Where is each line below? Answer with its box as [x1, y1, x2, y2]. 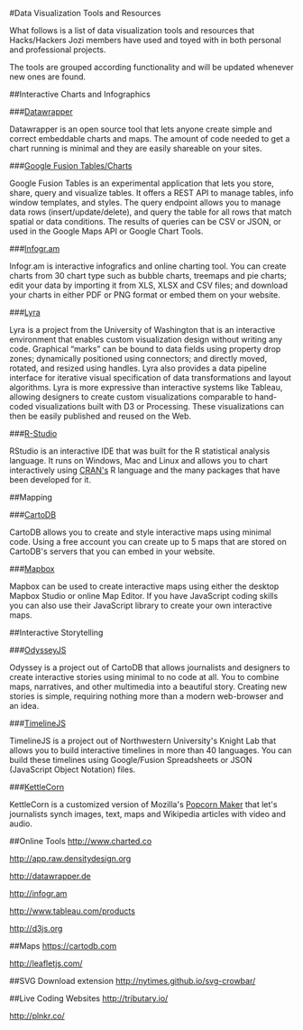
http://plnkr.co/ [9, 1010, 65, 1021]
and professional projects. [9, 44, 106, 55]
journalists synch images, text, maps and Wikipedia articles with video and [9, 809, 287, 819]
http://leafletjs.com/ [9, 958, 83, 969]
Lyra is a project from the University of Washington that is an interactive [9, 325, 276, 335]
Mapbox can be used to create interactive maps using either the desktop [9, 581, 280, 592]
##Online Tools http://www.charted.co [9, 836, 152, 846]
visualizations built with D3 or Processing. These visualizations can [34, 401, 284, 411]
